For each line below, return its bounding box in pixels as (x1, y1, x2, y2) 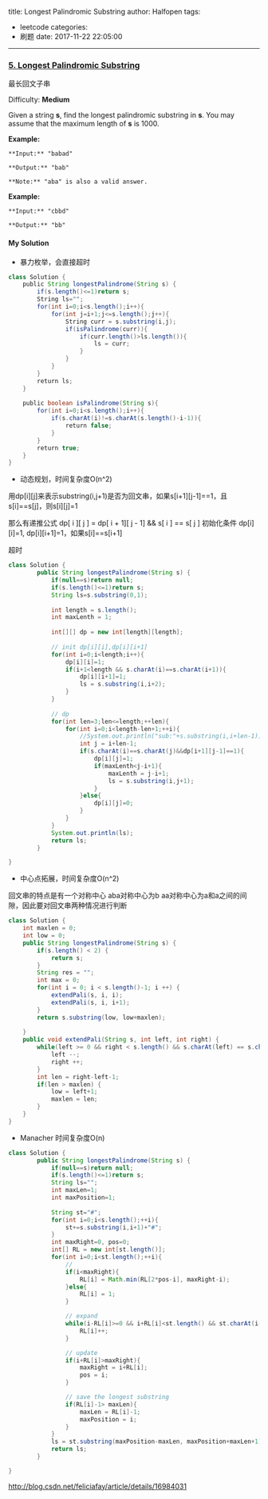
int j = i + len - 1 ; (79, 740, 137, 748)
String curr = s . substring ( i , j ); (65, 318, 177, 326)
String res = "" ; (37, 969, 94, 977)
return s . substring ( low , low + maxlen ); (37, 1013, 166, 1021)
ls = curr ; (93, 340, 130, 348)
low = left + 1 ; (50, 1088, 98, 1096)
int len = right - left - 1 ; (37, 1073, 120, 1081)
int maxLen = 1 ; (50, 1186, 98, 1194)
